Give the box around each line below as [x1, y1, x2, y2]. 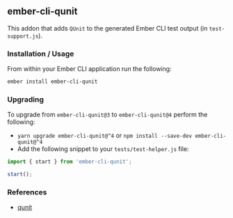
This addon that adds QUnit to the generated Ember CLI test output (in [7, 24, 208, 32]
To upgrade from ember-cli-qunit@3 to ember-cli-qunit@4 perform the [7, 111, 208, 119]
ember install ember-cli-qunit [7, 78, 98, 86]
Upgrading [7, 94, 44, 104]
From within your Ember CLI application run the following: [7, 65, 172, 73]
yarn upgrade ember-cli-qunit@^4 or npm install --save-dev [17, 132, 193, 140]
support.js [7, 33, 39, 40]
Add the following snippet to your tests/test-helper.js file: [17, 145, 189, 153]
